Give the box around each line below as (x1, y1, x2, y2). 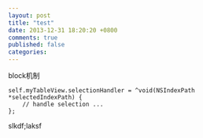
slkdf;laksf (8, 121, 42, 130)
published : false (8, 41, 65, 49)
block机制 (8, 71, 41, 80)
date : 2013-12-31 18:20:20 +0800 (8, 26, 118, 34)
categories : (8, 48, 47, 56)
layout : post (8, 11, 51, 20)
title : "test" (8, 19, 55, 27)
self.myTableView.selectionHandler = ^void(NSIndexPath (8, 87, 195, 95)
